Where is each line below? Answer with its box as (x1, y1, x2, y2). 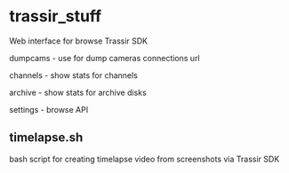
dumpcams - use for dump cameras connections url (9, 52, 200, 63)
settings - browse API (9, 104, 89, 114)
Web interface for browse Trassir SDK (9, 35, 149, 46)
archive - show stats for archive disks (9, 87, 147, 98)
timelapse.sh (9, 130, 84, 145)
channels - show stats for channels (9, 69, 138, 81)
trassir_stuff (9, 6, 102, 27)
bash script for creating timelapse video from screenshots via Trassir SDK (9, 153, 280, 164)
